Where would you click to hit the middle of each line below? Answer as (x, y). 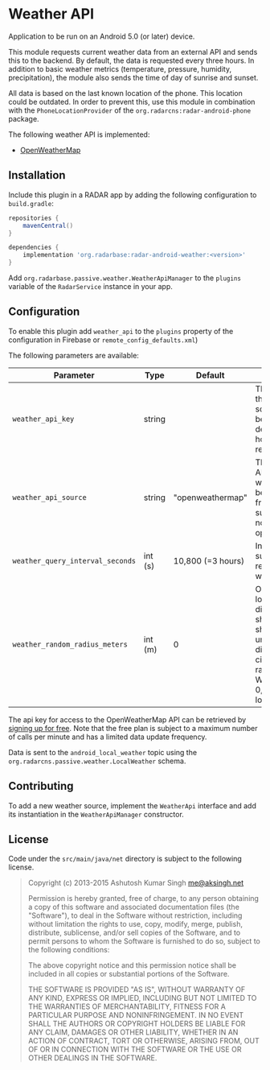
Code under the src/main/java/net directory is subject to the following (125, 859)
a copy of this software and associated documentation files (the (133, 907)
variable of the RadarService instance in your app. (90, 286)
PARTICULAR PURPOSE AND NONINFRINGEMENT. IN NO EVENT (136, 1015)
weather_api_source (49, 497)
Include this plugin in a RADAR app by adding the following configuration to (133, 195)
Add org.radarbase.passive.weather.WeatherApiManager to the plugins (125, 278)
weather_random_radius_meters (70, 644)
